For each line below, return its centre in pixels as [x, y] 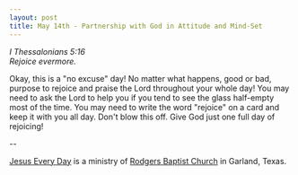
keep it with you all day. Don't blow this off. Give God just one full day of [142, 117]
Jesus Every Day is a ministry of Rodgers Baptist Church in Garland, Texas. [148, 161]
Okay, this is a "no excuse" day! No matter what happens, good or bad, [140, 78]
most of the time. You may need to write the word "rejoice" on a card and [145, 107]
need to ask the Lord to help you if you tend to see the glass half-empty [142, 97]
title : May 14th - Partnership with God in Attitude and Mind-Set [136, 26]
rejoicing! [26, 126]
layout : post [34, 17]
